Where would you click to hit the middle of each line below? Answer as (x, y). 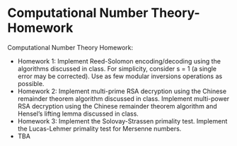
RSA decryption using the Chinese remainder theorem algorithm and (117, 106)
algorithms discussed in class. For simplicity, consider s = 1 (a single (117, 68)
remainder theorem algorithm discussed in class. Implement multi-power (123, 98)
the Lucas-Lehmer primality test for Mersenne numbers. (99, 128)
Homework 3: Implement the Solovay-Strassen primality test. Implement (122, 121)
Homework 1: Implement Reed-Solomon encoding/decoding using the (119, 61)
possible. (31, 83)
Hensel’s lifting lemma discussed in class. (78, 114)
